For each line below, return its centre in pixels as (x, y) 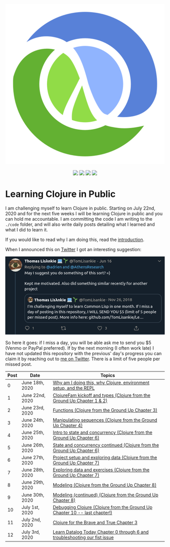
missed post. (19, 364)
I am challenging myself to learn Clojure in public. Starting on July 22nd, (80, 208)
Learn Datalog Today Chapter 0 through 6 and (101, 532)
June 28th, (33, 470)
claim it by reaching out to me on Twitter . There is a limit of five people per (83, 359)
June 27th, (33, 457)
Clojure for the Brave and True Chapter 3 (95, 522)
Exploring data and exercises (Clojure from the (101, 470)
